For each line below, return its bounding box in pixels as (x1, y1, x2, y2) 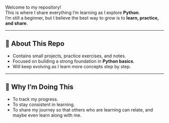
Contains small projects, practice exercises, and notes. (12, 53, 126, 59)
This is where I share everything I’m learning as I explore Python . (5, 10, 140, 16)
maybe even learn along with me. (12, 112, 81, 118)
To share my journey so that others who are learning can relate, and (12, 106, 153, 112)
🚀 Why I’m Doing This (5, 83, 74, 91)
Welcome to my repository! (5, 5, 61, 10)
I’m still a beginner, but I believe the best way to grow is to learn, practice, (5, 15, 159, 21)
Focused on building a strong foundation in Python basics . (12, 58, 135, 64)
